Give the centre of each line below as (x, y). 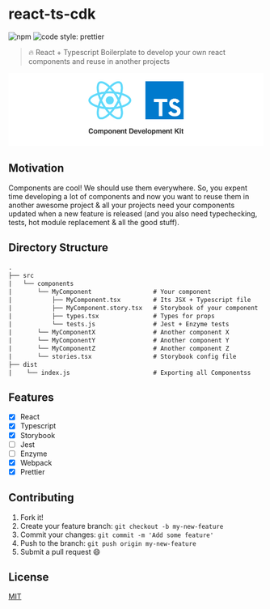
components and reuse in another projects (99, 61)
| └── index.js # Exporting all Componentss (130, 373)
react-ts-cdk (52, 14)
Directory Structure (59, 248)
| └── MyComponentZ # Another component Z (119, 348)
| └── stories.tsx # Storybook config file (122, 356)
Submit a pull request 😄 (60, 552)
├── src (21, 275)
